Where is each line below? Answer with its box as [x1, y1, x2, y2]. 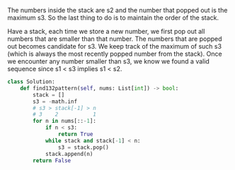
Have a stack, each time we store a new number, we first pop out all [7, 28, 205, 35]
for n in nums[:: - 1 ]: [33, 118, 97, 125]
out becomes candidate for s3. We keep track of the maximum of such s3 [7, 42, 222, 50]
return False [33, 157, 71, 164]
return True [57, 130, 93, 138]
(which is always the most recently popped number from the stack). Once [7, 49, 222, 58]
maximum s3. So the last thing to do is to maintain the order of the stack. [7, 13, 219, 22]
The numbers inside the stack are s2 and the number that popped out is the [7, 6, 228, 14]
